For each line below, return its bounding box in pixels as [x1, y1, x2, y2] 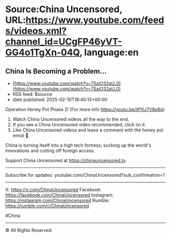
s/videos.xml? [5, 25, 67, 37]
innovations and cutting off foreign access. [5, 148, 95, 153]
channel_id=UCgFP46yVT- [5, 36, 122, 48]
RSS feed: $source [12, 91, 52, 97]
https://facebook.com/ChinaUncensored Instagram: [5, 192, 113, 198]
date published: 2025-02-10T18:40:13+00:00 [12, 96, 108, 103]
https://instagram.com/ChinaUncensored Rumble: [5, 197, 110, 203]
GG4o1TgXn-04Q [5, 47, 80, 58]
